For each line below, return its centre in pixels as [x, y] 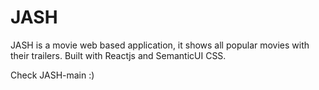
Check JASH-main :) [52, 75]
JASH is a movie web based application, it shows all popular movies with [160, 45]
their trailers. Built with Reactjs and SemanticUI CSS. [118, 55]
